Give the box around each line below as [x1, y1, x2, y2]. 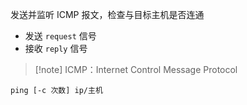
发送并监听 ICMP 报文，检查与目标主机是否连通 [10, 9, 205, 20]
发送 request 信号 [24, 30, 97, 42]
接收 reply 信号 [24, 43, 88, 54]
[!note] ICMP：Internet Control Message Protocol [34, 64, 238, 75]
